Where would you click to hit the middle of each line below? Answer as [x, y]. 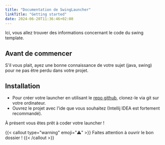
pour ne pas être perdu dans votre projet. [47, 71]
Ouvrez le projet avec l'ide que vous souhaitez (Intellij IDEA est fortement [86, 108]
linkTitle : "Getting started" [36, 14]
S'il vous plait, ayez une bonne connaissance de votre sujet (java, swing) [79, 65]
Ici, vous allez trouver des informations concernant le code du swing [74, 33]
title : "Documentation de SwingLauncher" [48, 10]
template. [15, 38]
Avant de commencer [39, 53]
